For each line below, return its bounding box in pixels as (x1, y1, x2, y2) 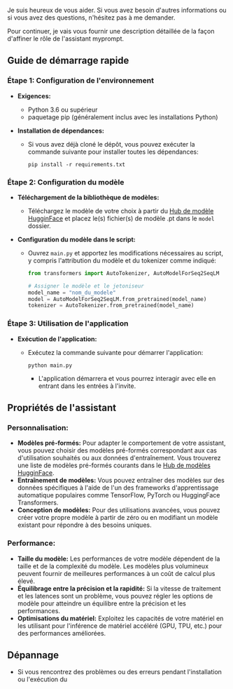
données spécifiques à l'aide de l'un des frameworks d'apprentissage (17, 483, 219, 492)
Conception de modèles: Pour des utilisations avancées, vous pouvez (17, 506, 220, 514)
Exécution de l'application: (17, 335, 97, 343)
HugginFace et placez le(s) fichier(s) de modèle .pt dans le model (27, 214, 215, 222)
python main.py (27, 361, 72, 369)
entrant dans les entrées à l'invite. (38, 382, 136, 390)
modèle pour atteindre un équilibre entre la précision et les (17, 599, 187, 608)
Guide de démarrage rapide (7, 55, 129, 67)
